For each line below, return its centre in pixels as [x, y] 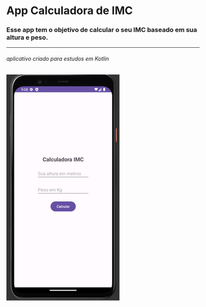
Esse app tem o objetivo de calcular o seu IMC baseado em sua [102, 30]
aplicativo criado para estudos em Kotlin [58, 59]
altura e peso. [27, 37]
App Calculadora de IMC [70, 11]
